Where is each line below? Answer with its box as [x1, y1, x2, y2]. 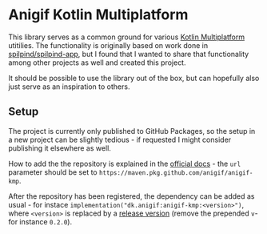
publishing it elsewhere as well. [8, 143, 112, 153]
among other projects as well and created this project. [8, 58, 186, 67]
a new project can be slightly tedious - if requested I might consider [8, 135, 232, 144]
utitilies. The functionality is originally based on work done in [8, 40, 209, 50]
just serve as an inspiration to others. [8, 82, 130, 91]
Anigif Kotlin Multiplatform [8, 6, 189, 24]
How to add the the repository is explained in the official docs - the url [8, 159, 241, 168]
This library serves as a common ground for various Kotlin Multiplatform [8, 32, 245, 42]
